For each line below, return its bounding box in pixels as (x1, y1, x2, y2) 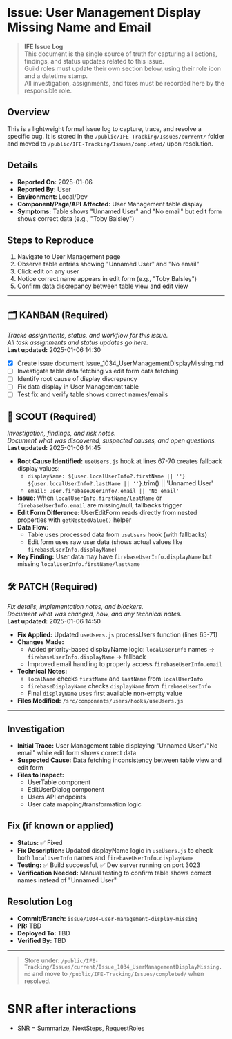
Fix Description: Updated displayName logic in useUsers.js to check (17, 846, 213, 854)
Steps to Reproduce (7, 234, 95, 246)
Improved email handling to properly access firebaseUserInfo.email (27, 660, 222, 668)
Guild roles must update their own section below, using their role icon (23, 64, 222, 72)
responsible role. (23, 86, 72, 95)
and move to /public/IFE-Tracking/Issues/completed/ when (32, 969, 204, 978)
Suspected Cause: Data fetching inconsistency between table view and (17, 756, 222, 764)
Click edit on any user (17, 267, 79, 275)
